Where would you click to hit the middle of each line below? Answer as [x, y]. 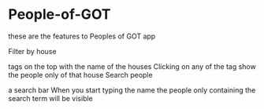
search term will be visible [50, 98]
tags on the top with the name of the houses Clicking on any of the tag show [132, 66]
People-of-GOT [60, 15]
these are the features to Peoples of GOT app [82, 36]
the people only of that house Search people [80, 74]
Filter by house [32, 51]
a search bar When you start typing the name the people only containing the [132, 90]
